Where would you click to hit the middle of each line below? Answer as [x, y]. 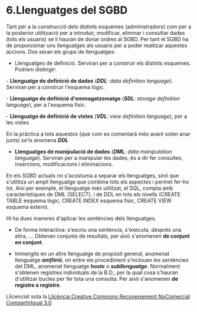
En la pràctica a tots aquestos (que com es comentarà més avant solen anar [98, 134]
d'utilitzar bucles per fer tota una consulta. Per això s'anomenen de [96, 278]
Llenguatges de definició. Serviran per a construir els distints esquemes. [103, 63]
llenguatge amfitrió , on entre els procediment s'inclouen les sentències [101, 260]
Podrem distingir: [35, 69]
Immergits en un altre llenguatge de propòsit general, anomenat [92, 254]
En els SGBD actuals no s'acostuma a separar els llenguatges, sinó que [93, 175]
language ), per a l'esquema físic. [46, 104]
